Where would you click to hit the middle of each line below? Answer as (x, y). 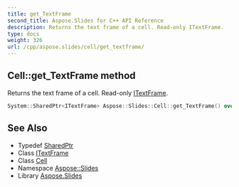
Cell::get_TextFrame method (72, 76)
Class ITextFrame (43, 153)
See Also (27, 128)
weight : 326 (25, 41)
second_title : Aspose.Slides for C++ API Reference (85, 21)
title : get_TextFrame (39, 14)
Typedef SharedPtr (46, 145)
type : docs (23, 34)
